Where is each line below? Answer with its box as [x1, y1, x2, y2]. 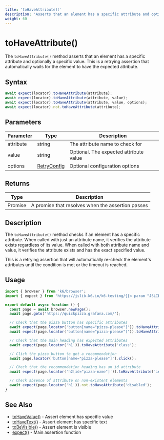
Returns [5, 179, 30, 188]
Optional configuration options [69, 163, 140, 169]
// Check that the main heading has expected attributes [9, 338, 128, 343]
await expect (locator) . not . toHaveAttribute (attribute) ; [5, 105, 121, 109]
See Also [5, 401, 33, 409]
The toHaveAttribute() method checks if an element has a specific [5, 231, 140, 237]
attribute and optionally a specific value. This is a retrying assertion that [5, 59, 149, 64]
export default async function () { [5, 302, 80, 307]
